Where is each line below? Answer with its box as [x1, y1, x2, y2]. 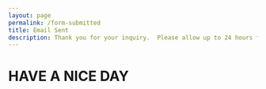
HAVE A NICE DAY [8, 68, 129, 85]
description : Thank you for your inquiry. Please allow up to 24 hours [8, 33, 253, 42]
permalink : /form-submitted [8, 19, 101, 27]
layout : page [8, 11, 51, 20]
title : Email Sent [8, 26, 69, 34]
